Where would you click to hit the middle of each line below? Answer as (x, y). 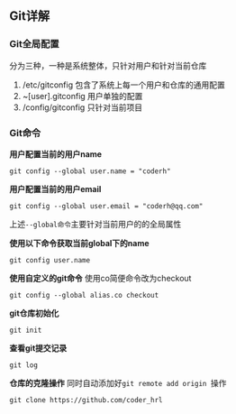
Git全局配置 (35, 44)
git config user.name (50, 260)
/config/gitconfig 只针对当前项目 (82, 107)
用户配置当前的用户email (55, 189)
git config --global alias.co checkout (84, 295)
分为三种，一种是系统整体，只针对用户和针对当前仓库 (108, 65)
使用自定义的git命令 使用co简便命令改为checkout (100, 278)
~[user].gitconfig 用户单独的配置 (82, 96)
